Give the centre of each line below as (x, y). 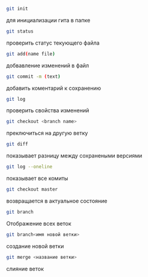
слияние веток (25, 269)
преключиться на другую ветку (47, 133)
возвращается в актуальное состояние (57, 201)
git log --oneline (29, 167)
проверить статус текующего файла (53, 43)
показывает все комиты (37, 178)
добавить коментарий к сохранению (54, 88)
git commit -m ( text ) (34, 76)
